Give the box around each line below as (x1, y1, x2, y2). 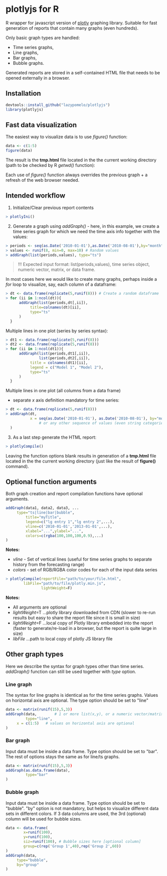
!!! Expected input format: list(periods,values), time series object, (17, 261, 150, 267)
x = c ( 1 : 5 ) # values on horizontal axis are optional (16, 721, 135, 726)
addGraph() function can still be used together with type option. (5, 669, 136, 674)
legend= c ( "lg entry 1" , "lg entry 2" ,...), (25, 519, 114, 524)
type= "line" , (25, 716, 53, 721)
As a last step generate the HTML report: (12, 434, 97, 440)
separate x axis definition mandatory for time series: (12, 397, 119, 403)
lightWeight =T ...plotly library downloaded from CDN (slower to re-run (12, 609, 156, 615)
